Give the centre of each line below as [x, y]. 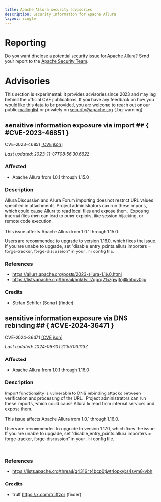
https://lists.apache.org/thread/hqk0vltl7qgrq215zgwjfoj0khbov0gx [79, 279]
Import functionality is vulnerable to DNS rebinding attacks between [73, 393]
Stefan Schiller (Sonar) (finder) [43, 303]
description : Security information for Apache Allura [61, 14]
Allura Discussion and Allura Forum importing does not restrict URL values [79, 200]
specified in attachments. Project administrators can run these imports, [76, 205]
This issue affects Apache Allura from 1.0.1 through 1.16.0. [62, 419]
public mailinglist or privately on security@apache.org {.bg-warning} [74, 110]
